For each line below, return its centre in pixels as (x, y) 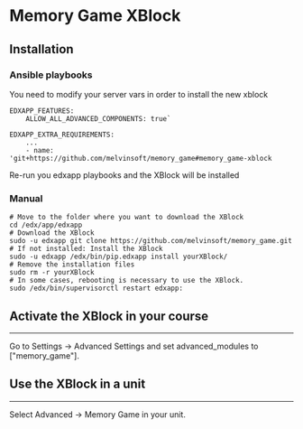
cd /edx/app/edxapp (46, 225)
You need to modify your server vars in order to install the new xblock (139, 94)
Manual (26, 198)
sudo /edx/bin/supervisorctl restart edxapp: (96, 289)
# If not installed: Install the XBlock (87, 249)
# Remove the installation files (72, 265)
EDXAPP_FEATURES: (42, 111)
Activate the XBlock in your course (109, 316)
